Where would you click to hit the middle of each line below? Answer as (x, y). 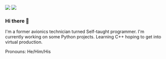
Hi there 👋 (17, 21)
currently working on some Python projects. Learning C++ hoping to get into (83, 37)
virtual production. (24, 42)
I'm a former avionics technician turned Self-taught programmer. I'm (75, 31)
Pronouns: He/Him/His (28, 52)
